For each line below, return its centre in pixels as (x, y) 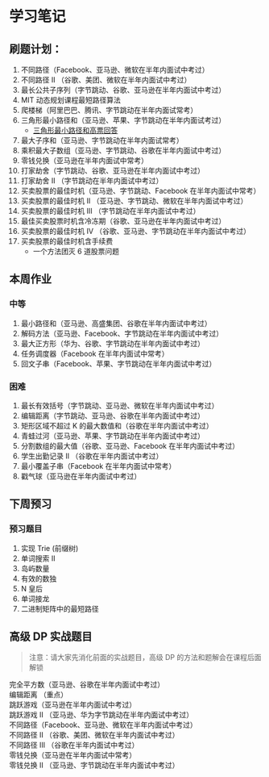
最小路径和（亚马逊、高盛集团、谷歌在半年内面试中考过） (116, 323)
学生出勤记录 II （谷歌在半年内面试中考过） (92, 456)
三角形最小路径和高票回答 (75, 130)
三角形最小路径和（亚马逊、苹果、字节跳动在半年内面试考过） (123, 120)
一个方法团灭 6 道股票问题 (76, 251)
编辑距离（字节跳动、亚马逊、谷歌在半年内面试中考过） (112, 416)
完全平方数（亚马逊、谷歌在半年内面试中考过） (87, 685)
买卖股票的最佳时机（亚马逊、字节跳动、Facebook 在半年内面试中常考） (141, 191)
